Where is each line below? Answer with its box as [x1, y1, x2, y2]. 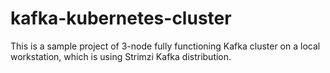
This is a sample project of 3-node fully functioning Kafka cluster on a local [10, 40, 321, 52]
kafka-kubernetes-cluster [10, 7, 232, 30]
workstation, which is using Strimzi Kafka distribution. [10, 50, 232, 62]
